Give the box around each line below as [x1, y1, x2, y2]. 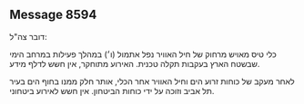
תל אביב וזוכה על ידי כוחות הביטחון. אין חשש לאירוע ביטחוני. [9, 85, 215, 96]
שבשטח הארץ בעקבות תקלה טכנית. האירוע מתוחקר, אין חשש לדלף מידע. [9, 58, 260, 69]
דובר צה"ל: [9, 31, 47, 42]
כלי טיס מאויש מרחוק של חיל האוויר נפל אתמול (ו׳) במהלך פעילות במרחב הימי [9, 49, 278, 60]
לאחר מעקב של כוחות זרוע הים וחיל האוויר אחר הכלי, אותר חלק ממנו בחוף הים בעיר [9, 76, 296, 87]
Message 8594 [9, 7, 97, 23]
